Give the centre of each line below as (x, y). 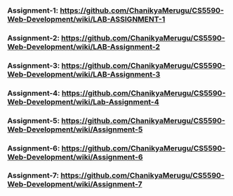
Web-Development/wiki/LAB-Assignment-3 (84, 74)
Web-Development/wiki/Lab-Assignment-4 (83, 101)
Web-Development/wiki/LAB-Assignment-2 (84, 46)
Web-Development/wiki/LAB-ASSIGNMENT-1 (86, 19)
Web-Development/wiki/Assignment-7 (75, 184)
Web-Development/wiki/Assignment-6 (75, 157)
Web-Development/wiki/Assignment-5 (75, 129)
